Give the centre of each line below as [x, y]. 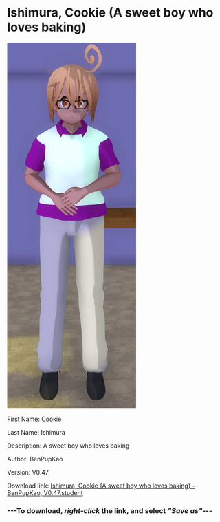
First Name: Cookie [34, 419]
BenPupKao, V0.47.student [45, 492]
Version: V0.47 [28, 472]
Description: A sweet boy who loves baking [68, 446]
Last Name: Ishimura [36, 432]
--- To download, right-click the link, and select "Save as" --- [110, 510]
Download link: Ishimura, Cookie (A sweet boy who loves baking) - [101, 486]
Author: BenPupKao [35, 459]
